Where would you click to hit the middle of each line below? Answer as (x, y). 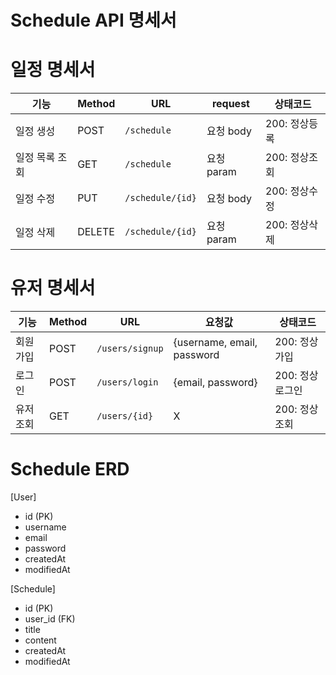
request (230, 104)
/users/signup (130, 349)
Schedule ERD (70, 469)
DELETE (96, 232)
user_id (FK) (50, 619)
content (40, 640)
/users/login (127, 382)
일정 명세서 (53, 70)
